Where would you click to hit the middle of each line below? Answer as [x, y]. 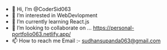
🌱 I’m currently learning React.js [50, 21]
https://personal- [114, 28]
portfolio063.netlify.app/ [41, 34]
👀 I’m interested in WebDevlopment [55, 15]
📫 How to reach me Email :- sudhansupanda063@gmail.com [86, 41]
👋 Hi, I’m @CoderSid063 [41, 9]
